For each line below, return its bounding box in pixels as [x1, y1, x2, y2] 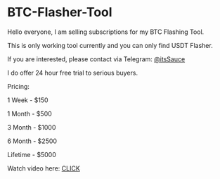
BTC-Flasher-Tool [7, 4, 112, 20]
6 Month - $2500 [7, 137, 58, 145]
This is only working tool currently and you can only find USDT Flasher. [7, 41, 213, 49]
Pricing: [7, 82, 30, 90]
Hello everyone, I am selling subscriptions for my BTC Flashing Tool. [7, 27, 205, 36]
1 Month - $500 [7, 109, 53, 118]
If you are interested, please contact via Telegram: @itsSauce [7, 54, 186, 63]
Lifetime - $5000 [7, 150, 56, 159]
